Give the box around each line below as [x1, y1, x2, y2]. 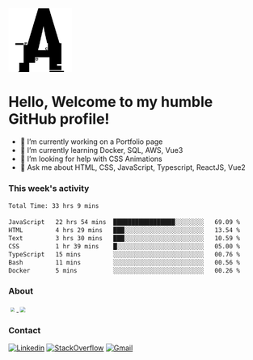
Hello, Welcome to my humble [8, 93, 213, 112]
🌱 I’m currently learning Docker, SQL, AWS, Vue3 [19, 145, 183, 155]
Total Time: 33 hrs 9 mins [8, 202, 99, 210]
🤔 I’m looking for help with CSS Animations [19, 154, 163, 163]
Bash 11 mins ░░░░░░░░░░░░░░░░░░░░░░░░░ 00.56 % [8, 259, 241, 267]
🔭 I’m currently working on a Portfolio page [19, 137, 163, 146]
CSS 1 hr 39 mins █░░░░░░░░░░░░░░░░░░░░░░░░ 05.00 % [8, 243, 241, 251]
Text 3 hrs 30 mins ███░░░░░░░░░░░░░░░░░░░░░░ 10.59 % [8, 235, 241, 243]
